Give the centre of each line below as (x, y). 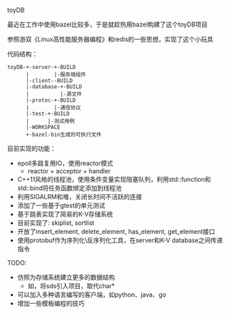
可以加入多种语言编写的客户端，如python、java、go (92, 295)
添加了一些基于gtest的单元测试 (61, 205)
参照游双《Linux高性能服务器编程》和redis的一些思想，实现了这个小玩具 (110, 39)
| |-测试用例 (50, 121)
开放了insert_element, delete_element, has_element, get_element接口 (116, 231)
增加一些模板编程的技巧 (51, 303)
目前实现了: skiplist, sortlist (56, 223)
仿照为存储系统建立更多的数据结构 (66, 277)
